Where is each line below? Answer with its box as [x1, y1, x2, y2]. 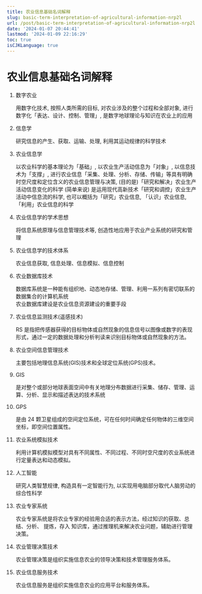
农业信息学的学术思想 [15, 213, 69, 221]
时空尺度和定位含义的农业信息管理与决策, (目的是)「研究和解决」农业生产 [15, 178, 197, 185]
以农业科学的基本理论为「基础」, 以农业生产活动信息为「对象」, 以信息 [15, 163, 191, 170]
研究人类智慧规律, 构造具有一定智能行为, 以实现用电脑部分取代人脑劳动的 [15, 482, 196, 489]
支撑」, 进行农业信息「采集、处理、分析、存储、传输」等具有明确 [31, 170, 193, 178]
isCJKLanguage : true [7, 43, 59, 49]
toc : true [7, 37, 32, 43]
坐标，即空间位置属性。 [15, 423, 74, 430]
